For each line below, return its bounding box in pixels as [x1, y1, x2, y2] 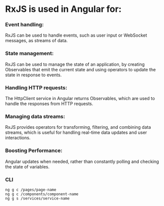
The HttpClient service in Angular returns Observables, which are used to [5, 96, 155, 102]
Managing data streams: [5, 113, 65, 120]
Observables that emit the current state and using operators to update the [5, 66, 156, 72]
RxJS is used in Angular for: [5, 3, 122, 15]
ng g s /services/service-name [5, 196, 70, 201]
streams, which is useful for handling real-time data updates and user [5, 130, 147, 136]
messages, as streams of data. [5, 38, 68, 44]
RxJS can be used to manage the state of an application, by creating [5, 61, 145, 67]
